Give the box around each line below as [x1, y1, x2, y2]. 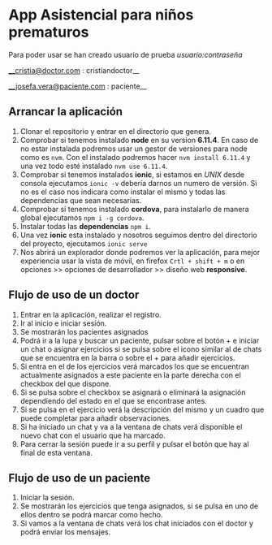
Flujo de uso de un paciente [8, 471, 151, 485]
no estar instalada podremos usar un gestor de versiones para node [19, 144, 248, 154]
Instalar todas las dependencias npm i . [19, 221, 152, 231]
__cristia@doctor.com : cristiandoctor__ [8, 65, 140, 75]
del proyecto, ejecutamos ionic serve [19, 238, 148, 249]
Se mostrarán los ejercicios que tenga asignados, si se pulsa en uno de [19, 501, 258, 511]
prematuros [8, 23, 89, 41]
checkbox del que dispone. [19, 378, 111, 388]
